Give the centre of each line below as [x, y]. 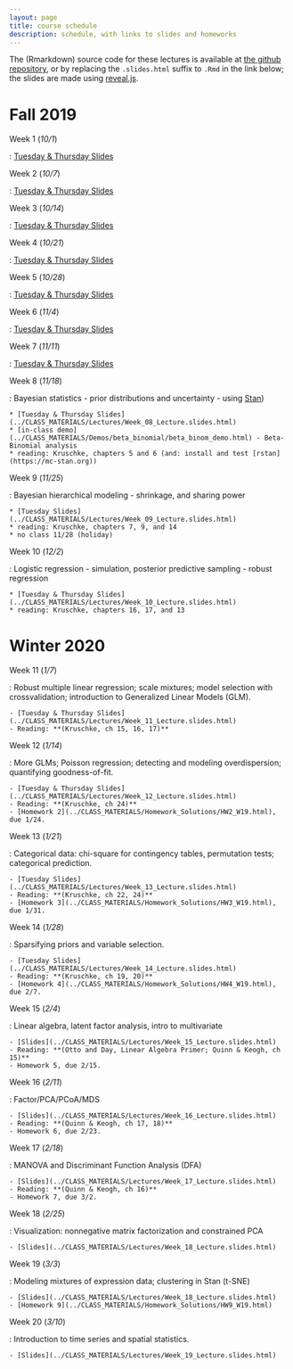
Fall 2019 [43, 115]
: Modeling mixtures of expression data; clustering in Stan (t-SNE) [130, 1282]
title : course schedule [53, 26]
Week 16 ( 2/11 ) [36, 1082]
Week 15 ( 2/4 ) [35, 1009]
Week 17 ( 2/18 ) [37, 1148]
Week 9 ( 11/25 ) [37, 478]
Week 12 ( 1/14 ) [36, 746]
